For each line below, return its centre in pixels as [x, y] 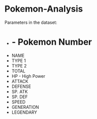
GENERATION [25, 107]
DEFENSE [21, 86]
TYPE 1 [19, 60]
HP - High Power [28, 76]
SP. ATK [20, 91]
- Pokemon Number [52, 42]
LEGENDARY [24, 112]
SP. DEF [20, 97]
